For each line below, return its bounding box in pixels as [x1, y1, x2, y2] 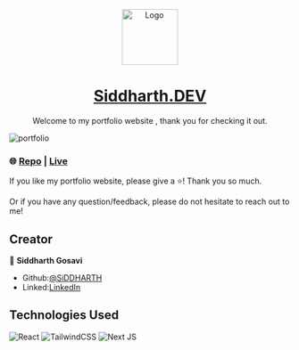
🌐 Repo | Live [9, 155, 69, 167]
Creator [9, 232, 54, 247]
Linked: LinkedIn [21, 282, 81, 293]
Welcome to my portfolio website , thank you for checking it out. [32, 115, 268, 126]
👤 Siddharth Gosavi [9, 256, 83, 266]
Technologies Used [9, 307, 119, 323]
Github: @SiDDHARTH [21, 273, 103, 283]
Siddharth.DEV [93, 86, 207, 106]
